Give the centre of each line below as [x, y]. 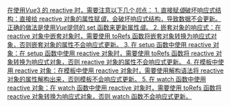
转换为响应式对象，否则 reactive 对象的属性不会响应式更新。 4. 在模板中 [115, 62]
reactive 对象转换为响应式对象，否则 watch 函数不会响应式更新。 [100, 96]
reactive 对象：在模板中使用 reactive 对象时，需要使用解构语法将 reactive [119, 70]
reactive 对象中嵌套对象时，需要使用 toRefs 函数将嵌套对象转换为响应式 [109, 36]
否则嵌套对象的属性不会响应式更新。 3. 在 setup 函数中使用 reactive [115, 45]
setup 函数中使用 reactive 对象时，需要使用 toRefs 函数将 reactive [120, 53]
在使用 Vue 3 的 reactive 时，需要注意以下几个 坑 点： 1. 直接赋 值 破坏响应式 [111, 10]
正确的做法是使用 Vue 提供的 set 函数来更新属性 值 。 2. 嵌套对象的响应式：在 [114, 27]
